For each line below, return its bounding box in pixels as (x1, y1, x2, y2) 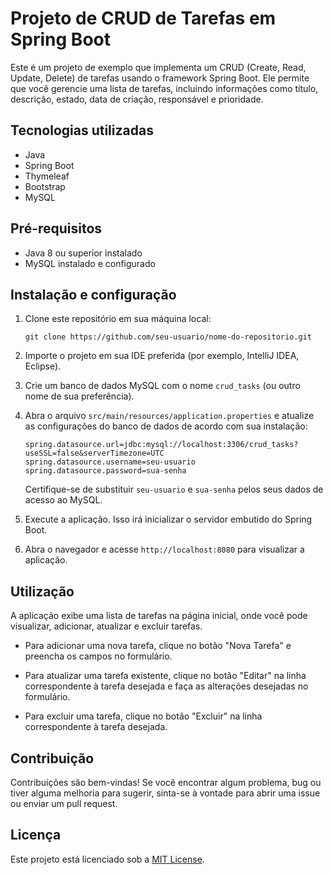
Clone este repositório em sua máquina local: (24, 313, 212, 325)
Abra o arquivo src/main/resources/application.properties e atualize (24, 410, 315, 422)
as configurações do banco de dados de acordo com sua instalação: (24, 420, 308, 432)
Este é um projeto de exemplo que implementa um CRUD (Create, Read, (10, 61, 307, 73)
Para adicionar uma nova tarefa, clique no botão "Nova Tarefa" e (24, 640, 292, 652)
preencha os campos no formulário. (24, 650, 173, 662)
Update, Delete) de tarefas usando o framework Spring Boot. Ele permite (10, 72, 310, 84)
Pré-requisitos (10, 220, 103, 237)
